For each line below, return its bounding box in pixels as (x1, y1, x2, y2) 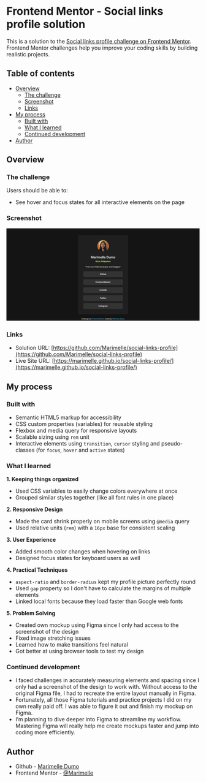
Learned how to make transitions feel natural (15, 641, 129, 648)
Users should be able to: (6, 187, 69, 194)
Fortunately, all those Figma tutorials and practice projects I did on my (15, 696, 192, 704)
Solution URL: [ (15, 344, 53, 352)
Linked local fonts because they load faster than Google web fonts (15, 598, 183, 605)
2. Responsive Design (6, 506, 63, 513)
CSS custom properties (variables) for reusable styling (15, 420, 153, 427)
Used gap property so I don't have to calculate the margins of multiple (15, 585, 191, 592)
